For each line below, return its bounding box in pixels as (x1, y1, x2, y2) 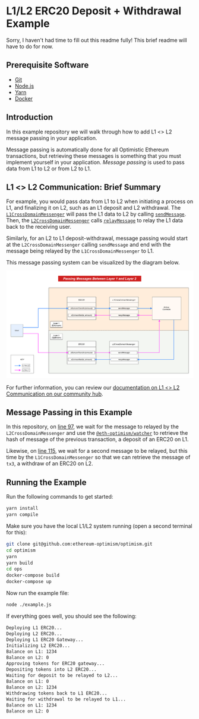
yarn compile (6, 512, 39, 518)
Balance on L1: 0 (6, 678, 49, 684)
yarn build (6, 560, 33, 566)
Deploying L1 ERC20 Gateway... (6, 636, 84, 643)
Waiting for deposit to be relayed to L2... (6, 672, 118, 678)
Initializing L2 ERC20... (6, 642, 70, 649)
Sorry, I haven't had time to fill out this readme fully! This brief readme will (6, 36, 187, 43)
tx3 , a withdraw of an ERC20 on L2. (6, 460, 93, 467)
